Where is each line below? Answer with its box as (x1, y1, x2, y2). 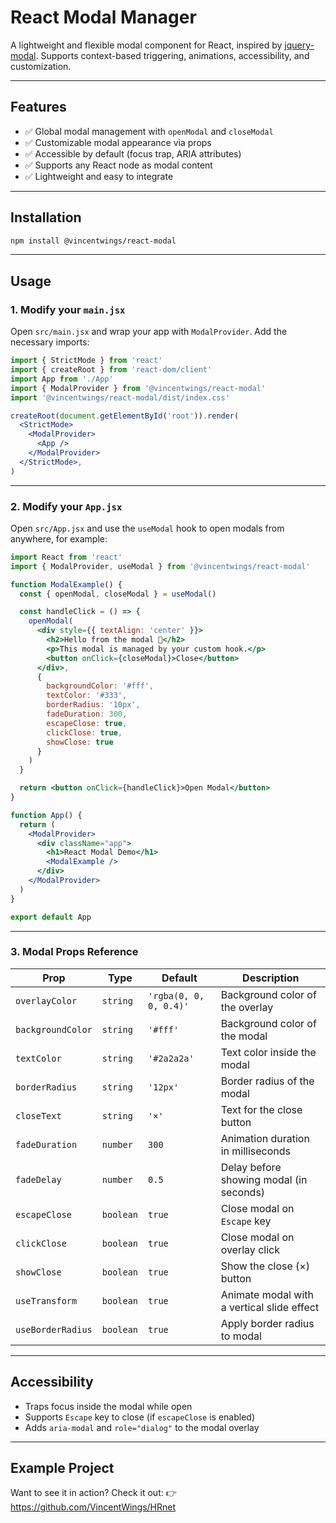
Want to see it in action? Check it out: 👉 (10, 1487, 177, 1499)
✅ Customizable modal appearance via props (24, 136, 212, 148)
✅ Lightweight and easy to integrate (24, 170, 174, 182)
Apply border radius (220, 1316, 315, 1330)
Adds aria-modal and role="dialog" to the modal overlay (24, 1421, 260, 1433)
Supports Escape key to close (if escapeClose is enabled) (24, 1411, 255, 1423)
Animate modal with (220, 1287, 314, 1301)
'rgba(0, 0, (148, 990, 205, 1001)
